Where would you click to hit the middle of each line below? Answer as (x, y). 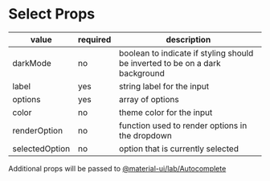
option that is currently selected (179, 148)
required (94, 39)
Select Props (52, 14)
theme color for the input (166, 112)
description (188, 39)
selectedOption (41, 148)
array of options (149, 99)
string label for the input (164, 86)
